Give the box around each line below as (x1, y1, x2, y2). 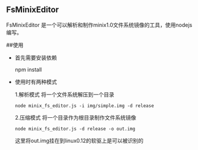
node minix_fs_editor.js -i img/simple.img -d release (14, 102, 154, 109)
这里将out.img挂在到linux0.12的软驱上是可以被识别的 (14, 137, 144, 144)
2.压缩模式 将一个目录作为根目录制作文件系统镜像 (14, 114, 137, 121)
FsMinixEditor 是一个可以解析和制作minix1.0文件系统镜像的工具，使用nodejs (6, 21, 193, 29)
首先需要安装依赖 (14, 54, 57, 61)
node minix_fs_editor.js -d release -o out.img (14, 126, 135, 132)
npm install (14, 65, 42, 73)
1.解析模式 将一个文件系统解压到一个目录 (14, 90, 115, 98)
